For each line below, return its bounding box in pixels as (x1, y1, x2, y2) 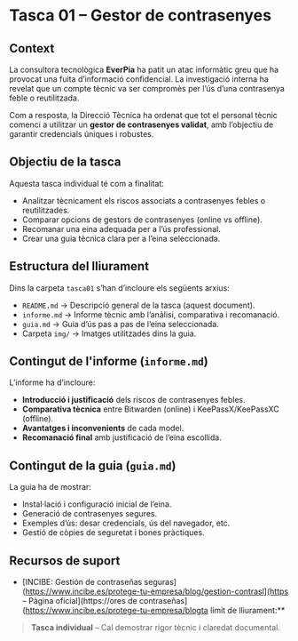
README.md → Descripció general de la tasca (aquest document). (21, 300, 255, 310)
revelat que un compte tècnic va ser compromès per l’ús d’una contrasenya (9, 84, 286, 93)
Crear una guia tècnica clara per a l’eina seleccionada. (21, 233, 221, 244)
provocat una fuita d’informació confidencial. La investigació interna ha (9, 74, 269, 84)
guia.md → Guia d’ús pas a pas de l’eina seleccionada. (21, 318, 219, 329)
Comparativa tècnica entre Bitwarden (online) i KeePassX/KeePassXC (21, 404, 279, 414)
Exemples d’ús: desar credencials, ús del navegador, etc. (21, 517, 231, 529)
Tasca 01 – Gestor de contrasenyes (9, 5, 272, 26)
